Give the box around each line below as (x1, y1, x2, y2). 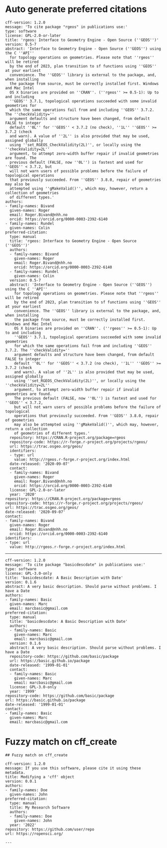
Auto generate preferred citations (5, 3, 147, 15)
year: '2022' (9, 823, 37, 828)
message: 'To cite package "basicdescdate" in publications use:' (5, 562, 146, 567)
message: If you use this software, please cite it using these (5, 766, 141, 771)
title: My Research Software (9, 805, 70, 810)
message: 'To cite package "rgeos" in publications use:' (5, 24, 128, 29)
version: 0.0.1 (5, 779, 37, 784)
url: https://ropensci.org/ (5, 831, 64, 836)
